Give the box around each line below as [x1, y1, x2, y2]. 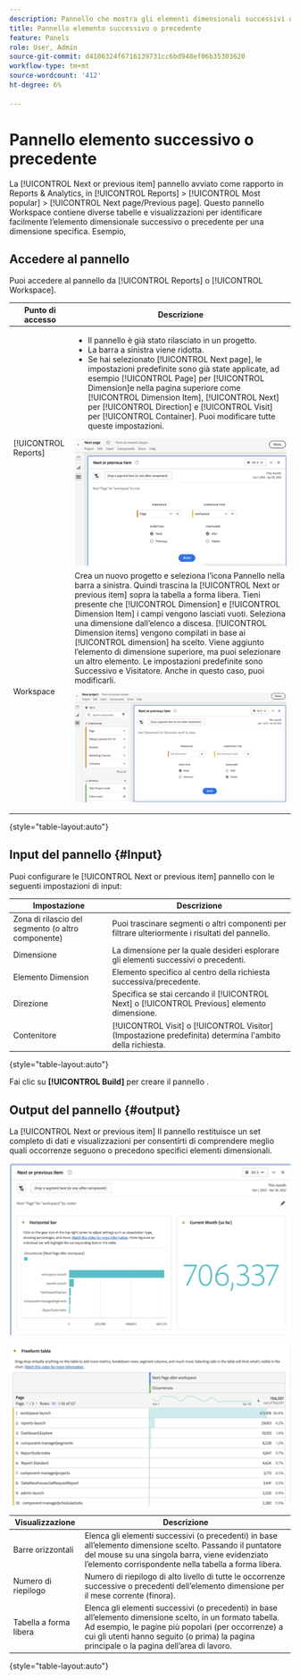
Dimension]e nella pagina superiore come [87, 383, 241, 394]
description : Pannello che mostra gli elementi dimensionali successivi [9, 14, 286, 23]
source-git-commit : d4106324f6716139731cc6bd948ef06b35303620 [9, 52, 246, 62]
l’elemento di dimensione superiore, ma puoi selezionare [74, 646, 281, 657]
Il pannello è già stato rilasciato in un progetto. [87, 335, 257, 346]
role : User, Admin [9, 43, 78, 52]
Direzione [12, 998, 49, 1009]
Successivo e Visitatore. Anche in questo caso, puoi [74, 665, 265, 675]
